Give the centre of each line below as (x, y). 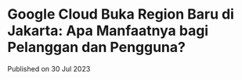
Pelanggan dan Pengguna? (96, 47)
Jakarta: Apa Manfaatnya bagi (108, 31)
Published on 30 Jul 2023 (49, 68)
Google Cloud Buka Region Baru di (121, 14)
